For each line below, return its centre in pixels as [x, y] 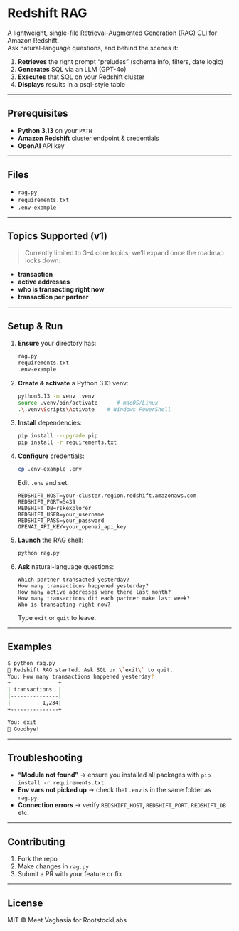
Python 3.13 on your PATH [55, 130]
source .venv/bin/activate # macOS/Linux [88, 403]
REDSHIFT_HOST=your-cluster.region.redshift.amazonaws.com [107, 496]
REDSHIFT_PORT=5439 [47, 502]
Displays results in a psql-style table [71, 84]
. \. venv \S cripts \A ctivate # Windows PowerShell [94, 409]
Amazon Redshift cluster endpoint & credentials [88, 138]
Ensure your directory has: [57, 344]
